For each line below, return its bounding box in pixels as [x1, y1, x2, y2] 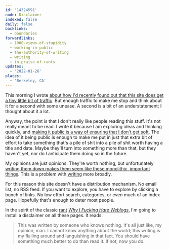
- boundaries [10, 31, 37, 36]
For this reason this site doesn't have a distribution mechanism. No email [5, 181, 157, 187]
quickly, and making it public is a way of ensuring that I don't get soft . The [5, 129, 159, 135]
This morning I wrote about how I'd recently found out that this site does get [5, 92, 164, 98]
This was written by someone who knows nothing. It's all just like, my [17, 222, 162, 228]
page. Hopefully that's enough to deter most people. [5, 197, 115, 203]
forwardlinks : [5, 36, 35, 41]
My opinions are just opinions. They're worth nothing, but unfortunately [5, 160, 154, 166]
